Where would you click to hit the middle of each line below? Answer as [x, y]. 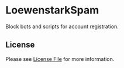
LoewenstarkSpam [52, 10]
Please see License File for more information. [60, 59]
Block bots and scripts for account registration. [62, 26]
